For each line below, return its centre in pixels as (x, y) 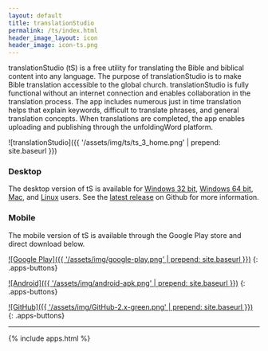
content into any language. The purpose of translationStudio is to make (125, 76)
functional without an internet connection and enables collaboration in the (130, 93)
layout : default (35, 16)
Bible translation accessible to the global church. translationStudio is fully (129, 85)
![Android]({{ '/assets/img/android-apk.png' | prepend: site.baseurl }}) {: (127, 283)
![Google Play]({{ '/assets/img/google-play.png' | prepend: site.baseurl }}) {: (133, 259)
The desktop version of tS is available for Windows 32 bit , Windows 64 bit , (131, 189)
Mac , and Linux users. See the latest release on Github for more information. (134, 197)
